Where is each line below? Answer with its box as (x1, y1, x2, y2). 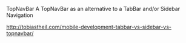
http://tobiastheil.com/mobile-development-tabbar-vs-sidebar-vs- (6, 24, 171, 30)
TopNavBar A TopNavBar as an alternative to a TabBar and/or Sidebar (6, 5, 181, 12)
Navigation (6, 12, 33, 19)
